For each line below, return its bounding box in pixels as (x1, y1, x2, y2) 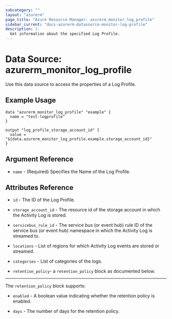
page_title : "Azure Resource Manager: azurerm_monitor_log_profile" (5, 17, 155, 22)
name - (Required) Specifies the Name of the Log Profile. (12, 168, 131, 175)
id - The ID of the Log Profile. (12, 197, 75, 203)
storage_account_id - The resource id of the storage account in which (12, 207, 160, 213)
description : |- (5, 27, 40, 32)
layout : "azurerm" (5, 12, 45, 17)
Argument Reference (5, 155, 74, 164)
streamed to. (12, 233, 40, 239)
